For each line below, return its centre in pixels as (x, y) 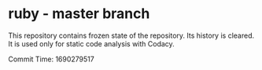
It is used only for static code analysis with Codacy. (91, 43)
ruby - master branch (79, 14)
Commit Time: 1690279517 (51, 59)
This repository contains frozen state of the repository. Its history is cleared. (131, 35)
